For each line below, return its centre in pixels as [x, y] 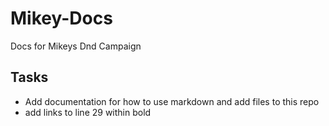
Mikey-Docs [61, 18]
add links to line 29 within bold [88, 112]
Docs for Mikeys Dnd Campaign [76, 46]
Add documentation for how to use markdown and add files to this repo [172, 101]
